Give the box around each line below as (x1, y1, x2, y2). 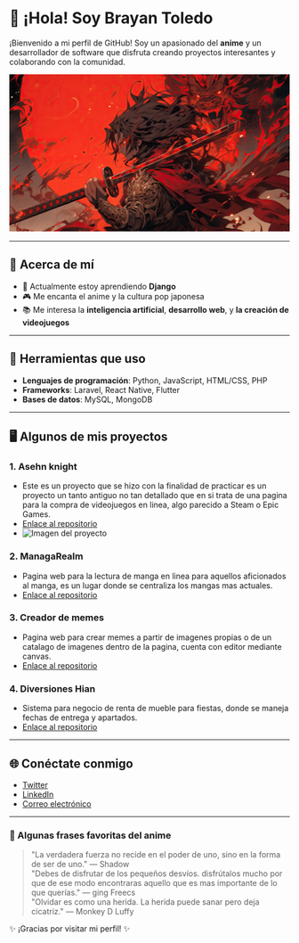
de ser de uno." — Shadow (30, 859, 130, 870)
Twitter (21, 779, 49, 790)
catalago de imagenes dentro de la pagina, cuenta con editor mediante (21, 641, 282, 652)
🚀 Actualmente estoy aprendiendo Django (21, 281, 176, 291)
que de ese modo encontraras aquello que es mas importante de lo (30, 878, 278, 889)
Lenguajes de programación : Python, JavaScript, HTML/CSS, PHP (21, 374, 268, 386)
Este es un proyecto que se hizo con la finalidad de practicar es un (21, 480, 267, 491)
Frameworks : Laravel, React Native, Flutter (21, 384, 181, 395)
